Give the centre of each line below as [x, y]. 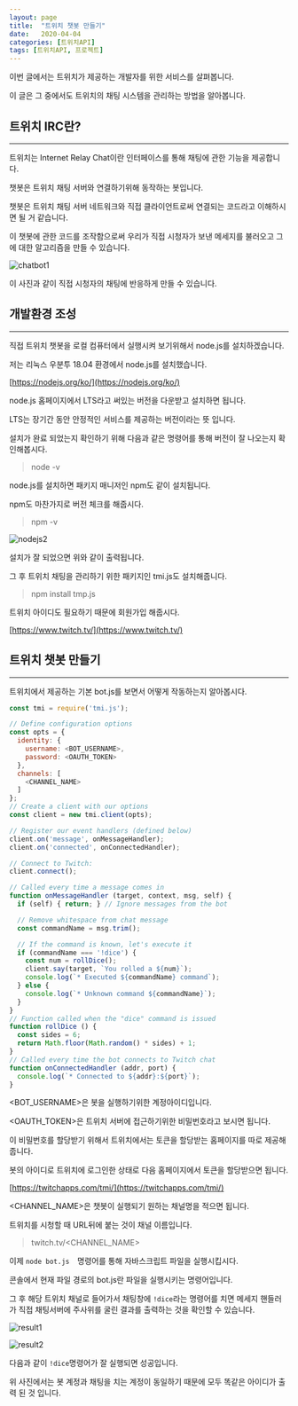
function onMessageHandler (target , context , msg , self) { [121, 896]
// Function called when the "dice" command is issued [113, 1018]
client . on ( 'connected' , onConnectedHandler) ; [94, 847]
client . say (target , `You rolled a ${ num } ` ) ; [109, 969]
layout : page [33, 17]
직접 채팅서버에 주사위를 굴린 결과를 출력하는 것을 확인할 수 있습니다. [137, 1310]
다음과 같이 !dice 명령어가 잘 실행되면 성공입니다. [94, 1363]
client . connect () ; [43, 872]
